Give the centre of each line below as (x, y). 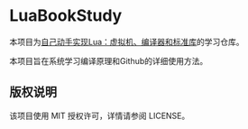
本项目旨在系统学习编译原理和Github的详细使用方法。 (109, 60)
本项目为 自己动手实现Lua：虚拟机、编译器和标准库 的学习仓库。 (127, 41)
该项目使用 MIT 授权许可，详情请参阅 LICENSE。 (100, 115)
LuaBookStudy (66, 16)
